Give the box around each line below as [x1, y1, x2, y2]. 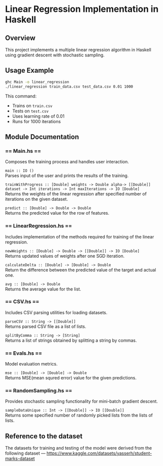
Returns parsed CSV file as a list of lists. [5, 323, 86, 329]
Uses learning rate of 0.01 [12, 113, 65, 119]
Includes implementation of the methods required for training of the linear [5, 233, 154, 239]
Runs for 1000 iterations [12, 118, 61, 124]
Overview [5, 34, 36, 42]
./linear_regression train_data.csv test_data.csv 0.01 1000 [5, 84, 133, 89]
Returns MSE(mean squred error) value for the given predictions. [5, 375, 137, 381]
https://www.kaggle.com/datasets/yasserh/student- [46, 450, 152, 456]
